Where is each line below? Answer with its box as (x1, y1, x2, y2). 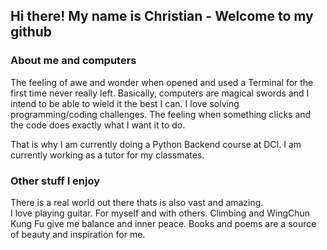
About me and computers (10, 54, 137, 68)
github (10, 24, 53, 41)
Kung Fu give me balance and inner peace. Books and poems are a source (10, 217, 317, 229)
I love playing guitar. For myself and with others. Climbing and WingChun (10, 207, 311, 219)
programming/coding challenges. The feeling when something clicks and (10, 108, 312, 120)
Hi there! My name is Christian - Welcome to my (10, 8, 314, 25)
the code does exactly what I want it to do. (10, 119, 186, 131)
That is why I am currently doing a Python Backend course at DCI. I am (10, 138, 302, 150)
